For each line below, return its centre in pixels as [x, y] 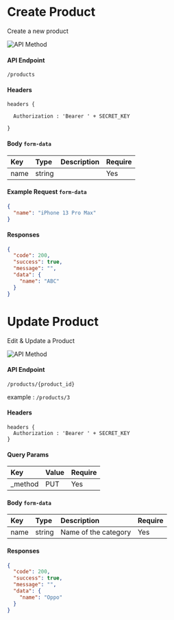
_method [25, 484]
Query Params [28, 454]
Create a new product [38, 31]
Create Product [51, 12]
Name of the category [96, 532]
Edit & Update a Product [41, 340]
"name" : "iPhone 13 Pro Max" [55, 213]
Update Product [53, 321]
